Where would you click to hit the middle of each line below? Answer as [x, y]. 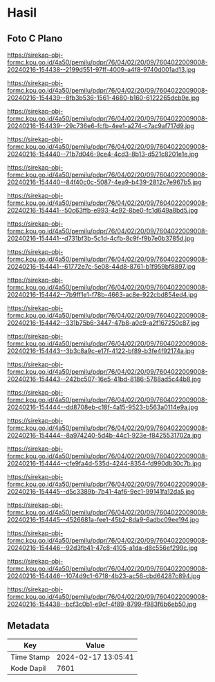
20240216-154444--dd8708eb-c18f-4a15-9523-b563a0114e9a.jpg [103, 407]
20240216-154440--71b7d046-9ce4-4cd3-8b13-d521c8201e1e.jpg [103, 154]
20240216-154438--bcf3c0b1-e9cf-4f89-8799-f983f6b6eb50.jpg [102, 604]
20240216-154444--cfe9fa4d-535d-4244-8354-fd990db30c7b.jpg [104, 463]
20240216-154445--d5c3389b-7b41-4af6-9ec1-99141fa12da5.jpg [101, 492]
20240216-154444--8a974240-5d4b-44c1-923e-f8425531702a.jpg [104, 435]
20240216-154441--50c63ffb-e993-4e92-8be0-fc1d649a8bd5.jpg [103, 210]
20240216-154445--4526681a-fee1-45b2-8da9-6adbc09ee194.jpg [103, 520]
